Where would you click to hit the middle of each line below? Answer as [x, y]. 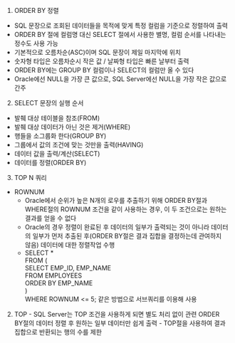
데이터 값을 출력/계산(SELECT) [57, 154]
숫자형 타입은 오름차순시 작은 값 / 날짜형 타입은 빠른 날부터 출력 [101, 61]
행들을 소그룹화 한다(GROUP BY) [60, 136]
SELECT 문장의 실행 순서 [49, 103]
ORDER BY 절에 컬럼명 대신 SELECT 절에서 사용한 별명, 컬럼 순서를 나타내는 [120, 35]
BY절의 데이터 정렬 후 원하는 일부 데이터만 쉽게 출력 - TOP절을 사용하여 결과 [120, 323]
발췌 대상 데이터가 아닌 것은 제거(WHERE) [72, 127]
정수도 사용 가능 [36, 43]
